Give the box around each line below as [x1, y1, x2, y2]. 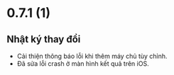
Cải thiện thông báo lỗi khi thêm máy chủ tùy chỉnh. [16, 52, 168, 60]
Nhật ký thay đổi [6, 33, 81, 45]
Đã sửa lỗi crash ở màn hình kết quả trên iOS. [16, 59, 150, 68]
